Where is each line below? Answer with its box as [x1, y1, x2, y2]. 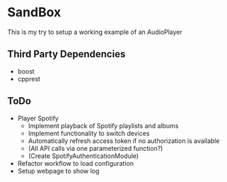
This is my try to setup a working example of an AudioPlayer [7, 28, 182, 36]
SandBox [7, 4, 62, 21]
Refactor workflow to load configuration [17, 159, 134, 167]
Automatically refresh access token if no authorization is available [28, 136, 220, 145]
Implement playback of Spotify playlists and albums [28, 121, 179, 130]
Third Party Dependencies [7, 48, 126, 60]
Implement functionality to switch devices [28, 129, 150, 137]
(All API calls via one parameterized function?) [28, 144, 163, 152]
